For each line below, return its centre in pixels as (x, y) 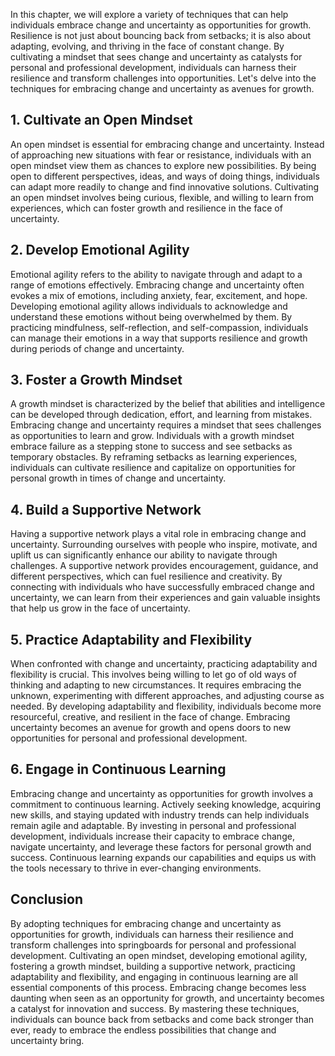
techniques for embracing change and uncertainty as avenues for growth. (162, 88)
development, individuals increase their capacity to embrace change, (152, 836)
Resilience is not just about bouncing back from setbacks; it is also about (161, 35)
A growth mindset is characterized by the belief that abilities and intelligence (168, 404)
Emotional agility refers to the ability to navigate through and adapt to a (156, 274)
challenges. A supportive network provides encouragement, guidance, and (164, 566)
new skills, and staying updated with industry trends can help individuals (160, 815)
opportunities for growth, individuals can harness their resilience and (152, 934)
